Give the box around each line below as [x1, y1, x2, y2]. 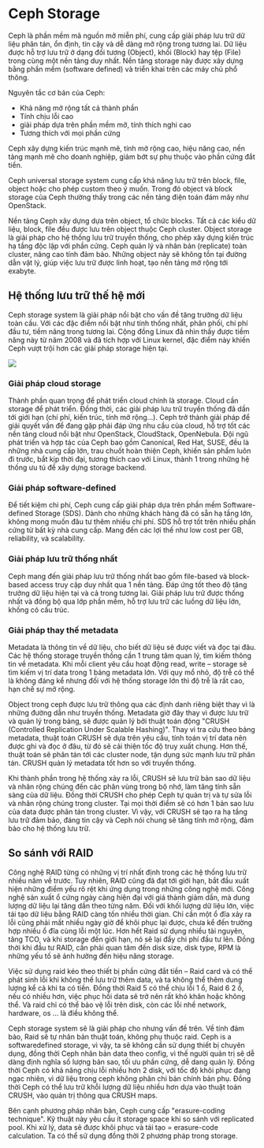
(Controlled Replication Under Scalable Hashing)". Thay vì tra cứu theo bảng [8, 724, 256, 734]
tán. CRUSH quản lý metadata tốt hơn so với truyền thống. [8, 758, 197, 767]
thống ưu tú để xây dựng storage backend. [8, 463, 147, 473]
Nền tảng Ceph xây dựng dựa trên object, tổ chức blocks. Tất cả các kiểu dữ [8, 216, 256, 225]
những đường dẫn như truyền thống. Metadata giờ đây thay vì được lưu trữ [8, 708, 249, 717]
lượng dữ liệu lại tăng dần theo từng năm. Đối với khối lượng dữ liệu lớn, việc [8, 901, 255, 910]
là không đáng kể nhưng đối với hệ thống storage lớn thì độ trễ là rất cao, [8, 675, 245, 685]
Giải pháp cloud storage [8, 377, 102, 388]
